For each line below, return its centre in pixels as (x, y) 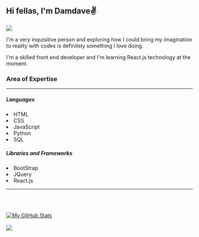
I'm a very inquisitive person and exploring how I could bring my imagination (99, 39)
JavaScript (27, 127)
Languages (20, 99)
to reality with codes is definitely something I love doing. (75, 46)
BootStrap (26, 168)
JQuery (23, 174)
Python (23, 133)
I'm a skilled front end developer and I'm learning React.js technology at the (98, 57)
